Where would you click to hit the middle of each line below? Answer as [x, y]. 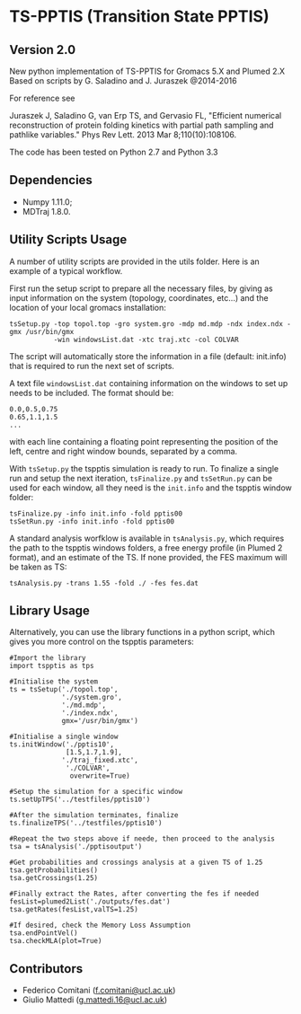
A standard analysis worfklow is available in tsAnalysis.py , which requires [147, 538]
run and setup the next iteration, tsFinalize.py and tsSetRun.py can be [141, 478]
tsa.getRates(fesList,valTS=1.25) [74, 910]
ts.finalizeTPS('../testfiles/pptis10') [86, 824]
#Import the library [48, 658]
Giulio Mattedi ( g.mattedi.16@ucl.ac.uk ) [95, 1000]
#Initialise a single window [64, 737]
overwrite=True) [100, 776]
